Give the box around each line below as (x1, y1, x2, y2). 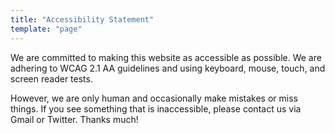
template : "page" (10, 24, 83, 34)
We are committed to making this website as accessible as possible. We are (10, 51, 322, 63)
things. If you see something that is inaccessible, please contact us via (10, 102, 302, 115)
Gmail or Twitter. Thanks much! (10, 113, 139, 125)
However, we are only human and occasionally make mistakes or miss (10, 92, 298, 104)
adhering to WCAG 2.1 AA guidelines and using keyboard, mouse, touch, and (10, 62, 326, 74)
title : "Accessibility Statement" (10, 14, 155, 25)
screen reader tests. (10, 72, 93, 85)
